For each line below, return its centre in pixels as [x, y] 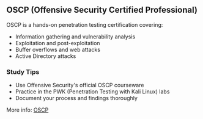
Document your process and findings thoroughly [76, 98]
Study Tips [23, 71]
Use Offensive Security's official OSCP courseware [79, 85]
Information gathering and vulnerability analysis [75, 37]
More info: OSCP [28, 110]
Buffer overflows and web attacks [58, 49]
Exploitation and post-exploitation [57, 43]
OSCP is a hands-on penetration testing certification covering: [85, 24]
